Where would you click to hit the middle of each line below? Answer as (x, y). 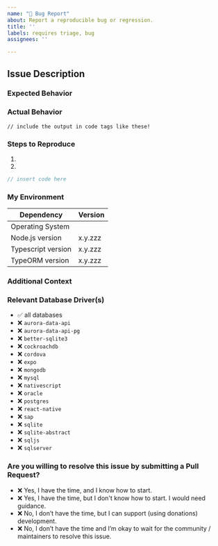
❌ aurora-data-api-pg (49, 331)
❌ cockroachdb (38, 346)
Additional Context (40, 281)
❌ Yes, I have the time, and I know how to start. (85, 490)
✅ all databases (40, 315)
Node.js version (36, 238)
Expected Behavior (40, 93)
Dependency (41, 215)
